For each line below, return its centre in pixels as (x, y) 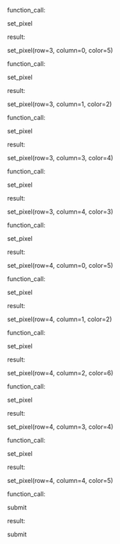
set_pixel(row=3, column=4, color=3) (60, 212)
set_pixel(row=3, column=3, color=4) (60, 158)
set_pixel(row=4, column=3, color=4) (60, 427)
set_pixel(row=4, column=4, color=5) (60, 481)
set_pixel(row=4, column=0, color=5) (60, 265)
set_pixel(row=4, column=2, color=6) (60, 373)
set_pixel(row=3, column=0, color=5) (60, 50)
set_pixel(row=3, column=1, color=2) (60, 104)
